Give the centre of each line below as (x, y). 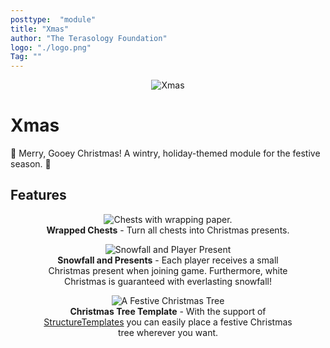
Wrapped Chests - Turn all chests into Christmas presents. (168, 230)
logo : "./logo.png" (51, 47)
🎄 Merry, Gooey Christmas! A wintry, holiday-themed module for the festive (165, 153)
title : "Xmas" (40, 29)
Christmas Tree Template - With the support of (168, 311)
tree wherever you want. (168, 332)
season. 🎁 (31, 164)
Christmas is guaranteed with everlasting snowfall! (168, 281)
